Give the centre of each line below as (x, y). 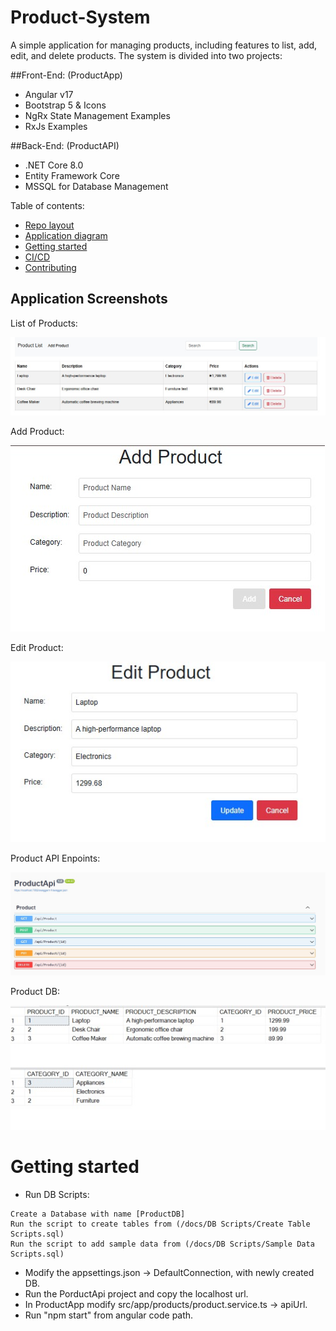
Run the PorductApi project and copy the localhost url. (136, 1293)
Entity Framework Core (72, 175)
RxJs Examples (56, 126)
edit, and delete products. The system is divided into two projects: (146, 55)
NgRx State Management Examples (97, 115)
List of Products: (44, 323)
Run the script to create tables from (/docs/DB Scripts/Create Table (160, 1224)
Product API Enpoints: (55, 858)
